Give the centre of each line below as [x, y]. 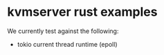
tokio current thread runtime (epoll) [67, 44]
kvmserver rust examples [82, 12]
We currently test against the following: [63, 31]
